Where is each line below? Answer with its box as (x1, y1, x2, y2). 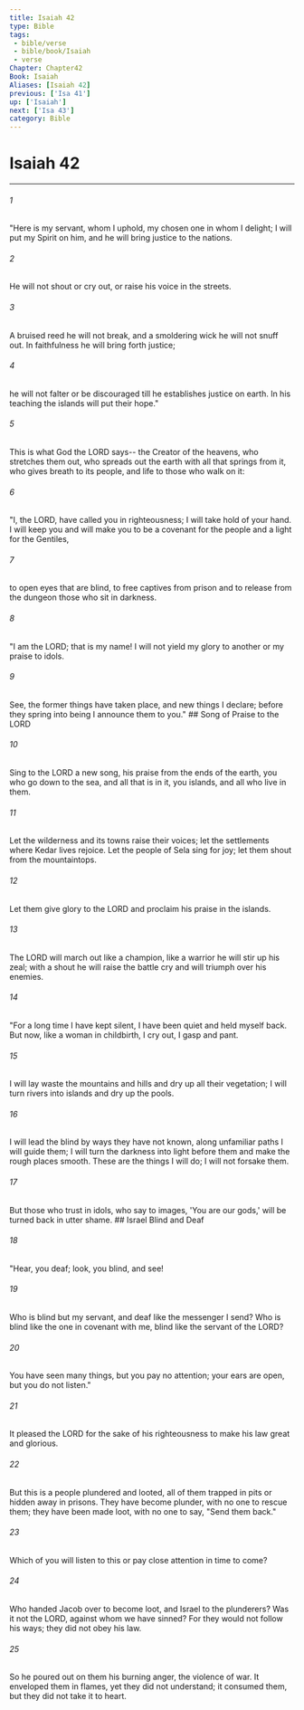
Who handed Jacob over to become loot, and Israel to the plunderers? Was (9, 1603, 290, 1614)
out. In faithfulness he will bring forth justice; (9, 339, 176, 350)
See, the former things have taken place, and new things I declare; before (9, 698, 283, 710)
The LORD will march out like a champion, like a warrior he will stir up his (9, 952, 280, 963)
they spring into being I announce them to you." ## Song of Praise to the (9, 708, 280, 719)
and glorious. (9, 1438, 59, 1449)
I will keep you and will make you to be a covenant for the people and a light (9, 524, 292, 535)
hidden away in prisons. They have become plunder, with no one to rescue (9, 1496, 288, 1507)
